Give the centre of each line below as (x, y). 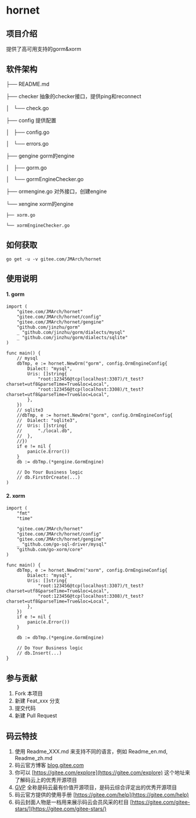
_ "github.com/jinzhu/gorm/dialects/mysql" (71, 333)
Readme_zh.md (34, 758)
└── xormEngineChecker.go (38, 226)
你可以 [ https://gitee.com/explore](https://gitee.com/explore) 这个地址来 (102, 772)
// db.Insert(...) (39, 653)
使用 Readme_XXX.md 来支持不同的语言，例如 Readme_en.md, (91, 752)
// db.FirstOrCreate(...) (49, 478)
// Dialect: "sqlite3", (47, 421)
